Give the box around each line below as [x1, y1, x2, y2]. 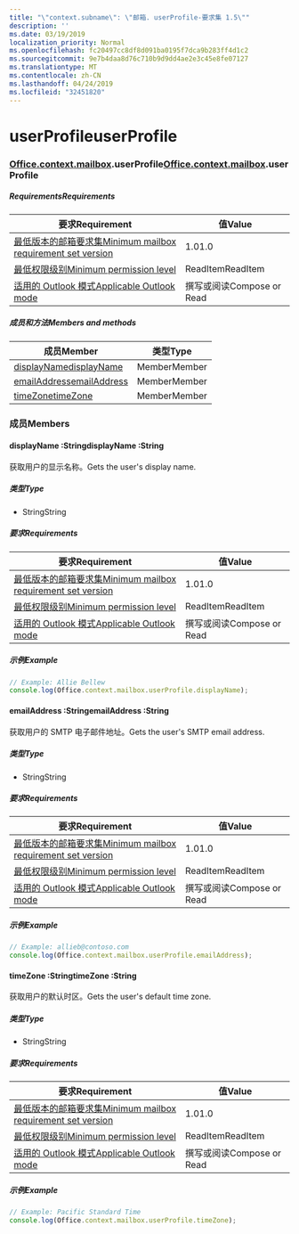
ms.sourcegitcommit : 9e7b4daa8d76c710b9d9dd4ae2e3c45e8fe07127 [9, 54, 249, 63]
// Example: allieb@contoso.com [9, 943, 129, 952]
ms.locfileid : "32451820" [9, 87, 105, 96]
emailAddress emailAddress [13, 375, 129, 388]
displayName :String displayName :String [9, 440, 165, 451]
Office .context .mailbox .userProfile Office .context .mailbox [9, 158, 266, 170]
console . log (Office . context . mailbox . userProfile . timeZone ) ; [9, 1216, 238, 1225]
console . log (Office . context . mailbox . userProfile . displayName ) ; [9, 686, 249, 695]
